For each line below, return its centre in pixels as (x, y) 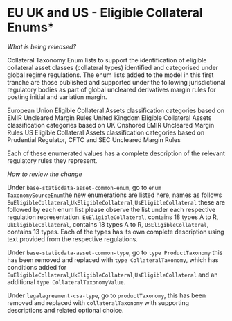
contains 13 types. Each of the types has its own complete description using (116, 232)
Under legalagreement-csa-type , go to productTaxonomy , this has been (107, 295)
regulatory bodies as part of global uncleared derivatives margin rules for (111, 89)
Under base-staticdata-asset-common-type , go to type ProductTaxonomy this (115, 252)
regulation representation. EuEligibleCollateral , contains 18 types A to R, (113, 217)
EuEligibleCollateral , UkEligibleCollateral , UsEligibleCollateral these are (116, 202)
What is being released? (42, 46)
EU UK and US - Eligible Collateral (105, 13)
